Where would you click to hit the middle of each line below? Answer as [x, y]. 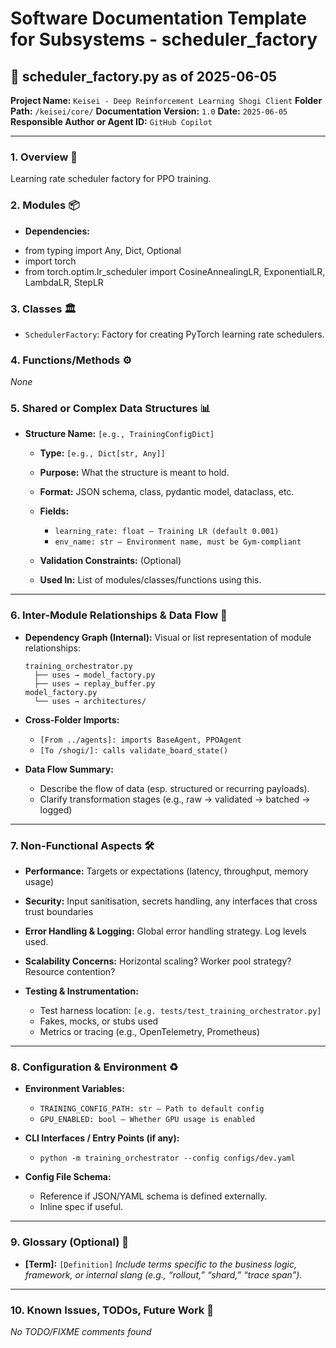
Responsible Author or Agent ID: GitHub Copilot [111, 121]
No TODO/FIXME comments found [81, 1331]
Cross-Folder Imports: [72, 719]
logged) [56, 809]
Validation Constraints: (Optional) [110, 561]
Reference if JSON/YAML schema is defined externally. [153, 1196]
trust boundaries [59, 912]
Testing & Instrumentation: [81, 991]
